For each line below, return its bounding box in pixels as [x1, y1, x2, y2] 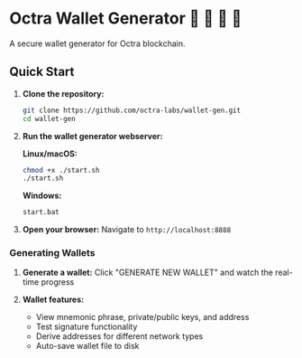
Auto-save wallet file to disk [35, 341, 140, 352]
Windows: [22, 190, 62, 202]
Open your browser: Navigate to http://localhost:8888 [22, 224, 232, 235]
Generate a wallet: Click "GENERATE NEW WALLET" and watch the [22, 267, 273, 278]
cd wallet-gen [22, 114, 76, 123]
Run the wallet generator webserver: [22, 130, 163, 141]
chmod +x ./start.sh [22, 165, 100, 174]
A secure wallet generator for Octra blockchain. [9, 38, 186, 49]
